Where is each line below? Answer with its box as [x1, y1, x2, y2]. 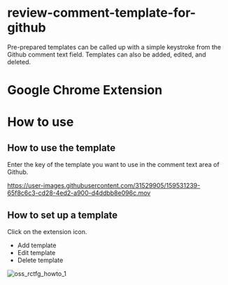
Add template [17, 241, 57, 249]
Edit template [17, 248, 56, 256]
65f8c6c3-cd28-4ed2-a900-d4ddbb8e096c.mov [7, 189, 151, 197]
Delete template [17, 256, 64, 264]
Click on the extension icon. [7, 227, 87, 235]
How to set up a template [7, 209, 118, 221]
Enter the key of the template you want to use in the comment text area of [7, 161, 220, 169]
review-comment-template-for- [7, 5, 196, 21]
